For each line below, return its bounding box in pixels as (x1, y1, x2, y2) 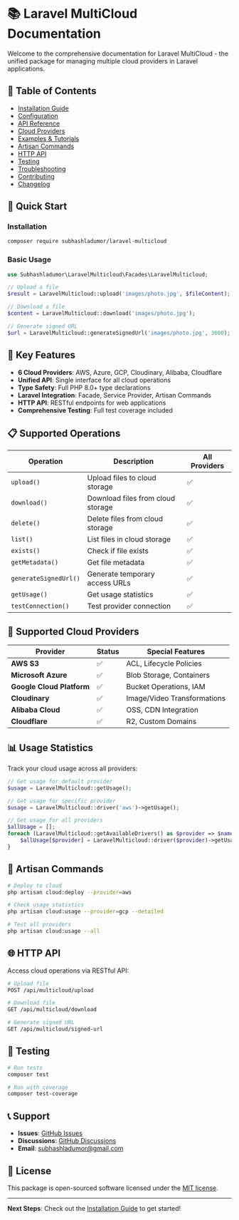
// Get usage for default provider (7, 777, 113, 785)
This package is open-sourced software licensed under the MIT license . (7, 1184, 218, 1192)
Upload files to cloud (87, 473, 156, 483)
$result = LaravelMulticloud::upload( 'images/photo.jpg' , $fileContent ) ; (7, 290, 231, 298)
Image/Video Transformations (126, 693, 226, 703)
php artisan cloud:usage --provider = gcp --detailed (7, 908, 164, 916)
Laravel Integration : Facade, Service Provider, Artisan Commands (17, 391, 212, 399)
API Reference (17, 119, 60, 128)
